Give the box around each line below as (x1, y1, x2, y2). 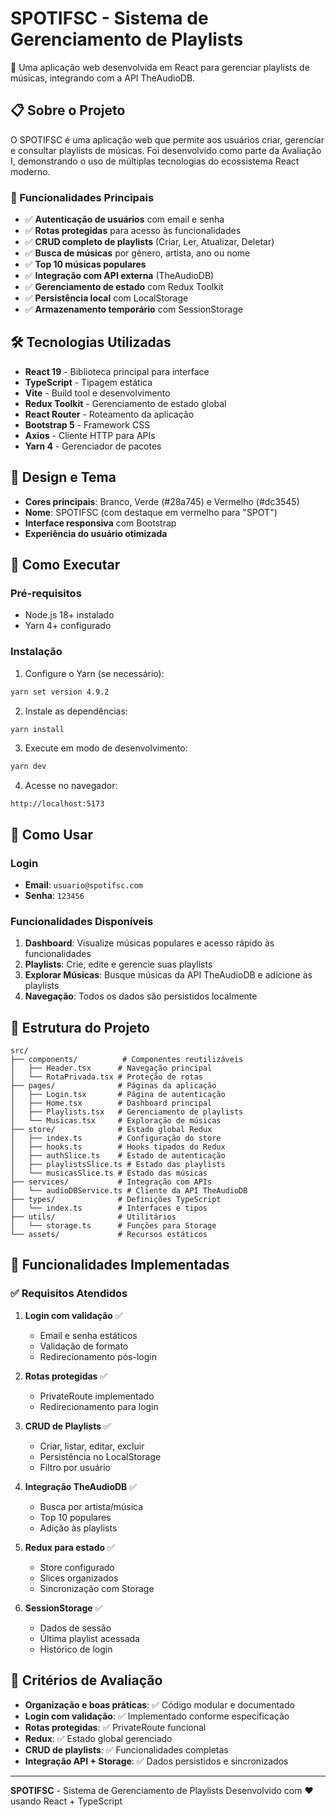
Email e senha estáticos (39, 1329, 138, 1341)
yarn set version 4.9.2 (10, 687, 110, 697)
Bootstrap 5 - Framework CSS (24, 418, 151, 431)
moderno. (10, 165, 51, 177)
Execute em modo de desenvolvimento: (24, 742, 188, 754)
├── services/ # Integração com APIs (10, 1177, 213, 1187)
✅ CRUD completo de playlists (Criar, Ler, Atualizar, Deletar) (24, 236, 275, 248)
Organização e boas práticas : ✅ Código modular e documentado (24, 1698, 295, 1711)
